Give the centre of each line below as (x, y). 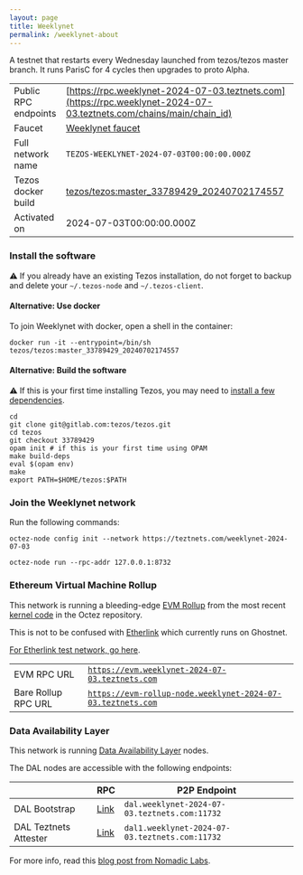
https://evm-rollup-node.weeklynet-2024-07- (185, 693)
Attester (31, 838)
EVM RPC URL (44, 674)
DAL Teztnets (42, 826)
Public (27, 91)
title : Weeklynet (42, 26)
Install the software (53, 256)
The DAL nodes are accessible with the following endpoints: (121, 767)
